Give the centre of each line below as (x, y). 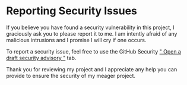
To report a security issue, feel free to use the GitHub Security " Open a (93, 51)
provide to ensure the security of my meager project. (71, 75)
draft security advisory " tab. (41, 58)
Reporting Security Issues (72, 11)
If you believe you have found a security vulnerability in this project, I (90, 27)
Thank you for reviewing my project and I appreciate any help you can (92, 69)
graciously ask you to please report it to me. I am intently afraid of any (92, 33)
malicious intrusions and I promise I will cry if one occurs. (76, 40)
